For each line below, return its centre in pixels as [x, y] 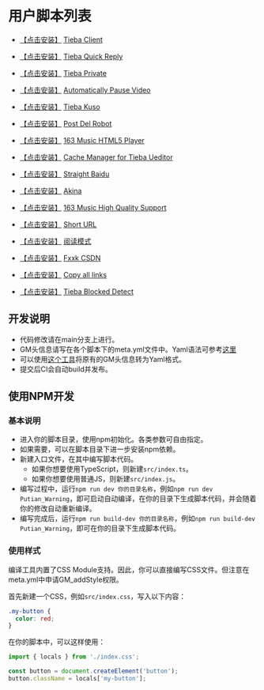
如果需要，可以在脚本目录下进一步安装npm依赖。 [100, 449]
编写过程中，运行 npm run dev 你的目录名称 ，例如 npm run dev [116, 489]
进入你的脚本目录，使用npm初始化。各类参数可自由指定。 [113, 439]
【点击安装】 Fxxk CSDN [60, 258]
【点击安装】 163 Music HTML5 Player [82, 140]
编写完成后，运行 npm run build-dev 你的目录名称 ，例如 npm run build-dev [137, 518]
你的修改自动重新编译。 [58, 509]
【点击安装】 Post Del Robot [66, 123]
